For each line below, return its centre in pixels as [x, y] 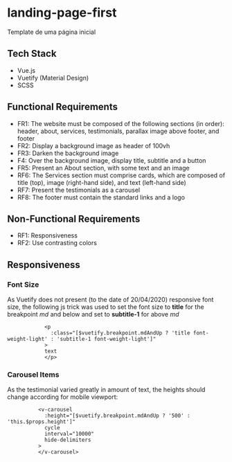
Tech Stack [32, 54]
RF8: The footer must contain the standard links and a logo [101, 197]
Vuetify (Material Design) [53, 78]
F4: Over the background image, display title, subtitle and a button [111, 160]
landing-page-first [62, 13]
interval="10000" [69, 434]
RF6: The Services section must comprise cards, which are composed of [121, 175]
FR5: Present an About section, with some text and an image [103, 168]
